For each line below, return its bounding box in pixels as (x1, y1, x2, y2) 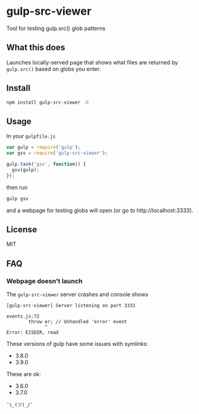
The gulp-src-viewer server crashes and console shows (6, 291, 149, 298)
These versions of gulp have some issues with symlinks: (6, 340, 149, 347)
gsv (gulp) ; (12, 167, 40, 173)
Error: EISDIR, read (6, 329, 59, 335)
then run (6, 183, 28, 191)
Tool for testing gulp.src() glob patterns (6, 25, 106, 32)
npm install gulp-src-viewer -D (6, 99, 89, 105)
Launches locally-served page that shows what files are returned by (6, 58, 179, 66)
